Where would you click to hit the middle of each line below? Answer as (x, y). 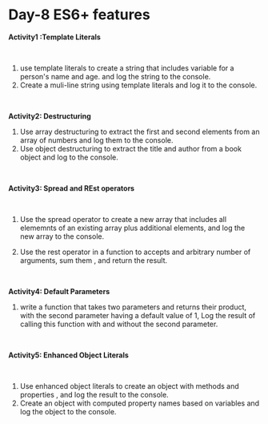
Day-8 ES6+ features (79, 15)
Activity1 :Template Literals (55, 37)
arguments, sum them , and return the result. (94, 260)
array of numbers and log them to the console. (96, 140)
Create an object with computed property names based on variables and (140, 403)
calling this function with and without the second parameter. (119, 324)
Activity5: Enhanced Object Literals (69, 355)
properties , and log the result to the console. (94, 394)
